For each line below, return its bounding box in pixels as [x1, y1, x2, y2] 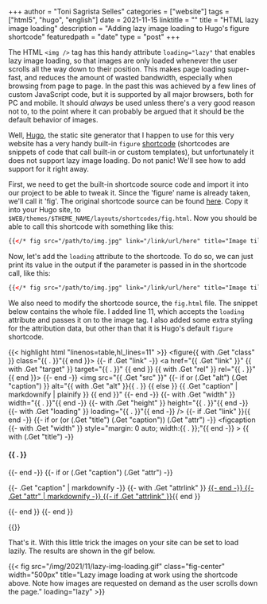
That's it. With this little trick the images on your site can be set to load [8, 537, 239, 547]
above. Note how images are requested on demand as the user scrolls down [8, 578, 258, 587]
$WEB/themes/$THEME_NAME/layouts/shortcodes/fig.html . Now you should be [8, 214, 257, 223]
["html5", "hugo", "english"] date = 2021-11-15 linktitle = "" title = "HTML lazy [8, 15, 259, 25]
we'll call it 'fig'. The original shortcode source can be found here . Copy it [8, 196, 249, 206]
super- [227, 64, 250, 74]
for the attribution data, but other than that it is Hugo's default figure [8, 323, 234, 333]
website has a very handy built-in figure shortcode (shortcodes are [8, 139, 230, 148]
